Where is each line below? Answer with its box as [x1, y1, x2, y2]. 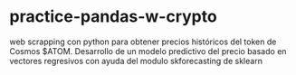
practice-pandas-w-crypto [9, 6, 217, 27]
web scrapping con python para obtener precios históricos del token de [9, 36, 277, 47]
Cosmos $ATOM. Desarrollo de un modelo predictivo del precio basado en [9, 45, 287, 56]
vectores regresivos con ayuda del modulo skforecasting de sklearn [9, 55, 263, 66]
